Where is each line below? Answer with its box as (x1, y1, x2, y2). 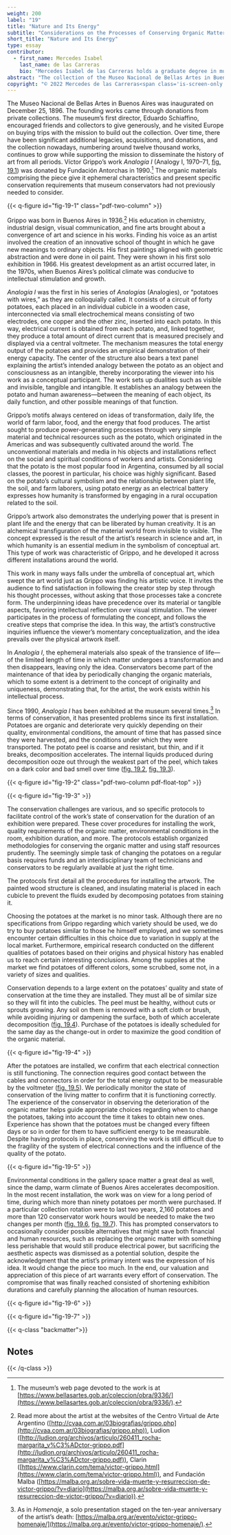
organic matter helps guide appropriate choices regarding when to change (7, 1106, 218, 1114)
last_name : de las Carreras (19, 61, 100, 68)
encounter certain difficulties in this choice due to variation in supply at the (7, 934, 219, 943)
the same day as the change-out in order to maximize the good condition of (7, 1028, 221, 1036)
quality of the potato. (7, 1150, 67, 1158)
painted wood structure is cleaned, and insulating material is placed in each (7, 884, 221, 892)
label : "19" (7, 17, 41, 23)
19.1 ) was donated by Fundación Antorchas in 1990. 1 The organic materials (7, 165, 217, 174)
